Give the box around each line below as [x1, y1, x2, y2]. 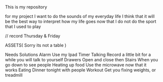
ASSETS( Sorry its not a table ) [5, 42, 67, 48]
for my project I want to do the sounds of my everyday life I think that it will [5, 14, 155, 19]
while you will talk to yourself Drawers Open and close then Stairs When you [5, 57, 158, 62]
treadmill [5, 72, 23, 78]
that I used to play [5, 24, 41, 29]
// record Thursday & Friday [5, 33, 61, 39]
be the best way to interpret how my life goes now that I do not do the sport [5, 19, 157, 24]
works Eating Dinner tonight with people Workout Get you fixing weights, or [5, 67, 156, 73]
